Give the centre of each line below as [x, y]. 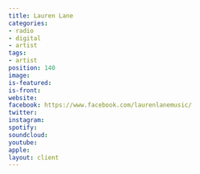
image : [19, 75]
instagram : [27, 120]
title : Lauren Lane [41, 16]
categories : [28, 23]
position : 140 [32, 68]
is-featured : [30, 83]
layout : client [34, 157]
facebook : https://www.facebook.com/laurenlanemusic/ [100, 105]
